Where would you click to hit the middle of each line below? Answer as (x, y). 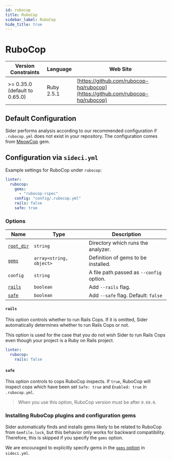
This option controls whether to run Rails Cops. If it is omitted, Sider (77, 320)
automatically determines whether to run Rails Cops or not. (67, 325)
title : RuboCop (21, 15)
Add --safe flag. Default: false (126, 296)
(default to (20, 91)
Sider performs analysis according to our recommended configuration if (81, 131)
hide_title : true (24, 24)
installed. (100, 264)
